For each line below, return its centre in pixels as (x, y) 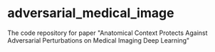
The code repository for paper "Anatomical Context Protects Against (107, 33)
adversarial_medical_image (91, 13)
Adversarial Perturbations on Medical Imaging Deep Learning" (99, 40)
